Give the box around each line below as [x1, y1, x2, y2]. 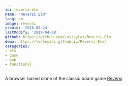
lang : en [5, 16, 23, 21]
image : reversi [5, 21, 36, 26]
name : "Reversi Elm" [5, 12, 48, 17]
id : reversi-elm [5, 7, 38, 12]
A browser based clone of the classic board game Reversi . [5, 76, 124, 82]
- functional [5, 62, 32, 67]
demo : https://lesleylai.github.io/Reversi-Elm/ [5, 39, 107, 44]
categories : [5, 44, 30, 49]
